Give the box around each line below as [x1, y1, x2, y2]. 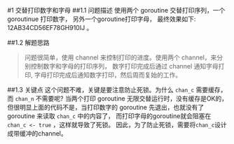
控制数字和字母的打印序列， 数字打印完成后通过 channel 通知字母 [30, 62, 219, 70]
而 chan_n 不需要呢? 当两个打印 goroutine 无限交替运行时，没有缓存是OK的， [7, 94, 228, 103]
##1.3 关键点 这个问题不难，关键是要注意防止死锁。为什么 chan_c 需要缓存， [7, 86, 227, 94]
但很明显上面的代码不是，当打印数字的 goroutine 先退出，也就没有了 [7, 103, 205, 111]
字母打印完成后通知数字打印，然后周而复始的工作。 [34, 71, 182, 79]
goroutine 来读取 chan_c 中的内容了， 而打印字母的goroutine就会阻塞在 [7, 112, 212, 120]
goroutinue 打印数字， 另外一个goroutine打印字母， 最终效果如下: [7, 15, 196, 23]
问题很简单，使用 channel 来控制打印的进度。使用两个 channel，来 [24, 53, 217, 62]
